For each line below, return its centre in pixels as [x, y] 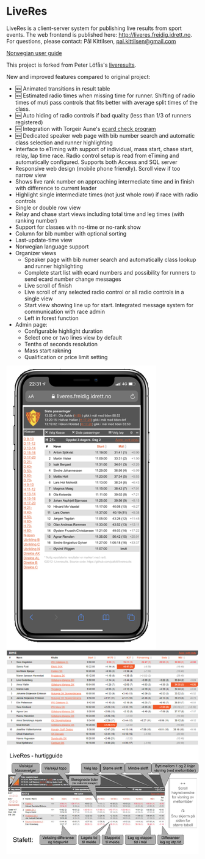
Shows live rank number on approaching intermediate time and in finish [105, 181]
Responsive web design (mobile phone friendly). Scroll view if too [98, 168]
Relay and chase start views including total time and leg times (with [100, 214]
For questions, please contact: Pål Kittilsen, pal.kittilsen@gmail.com [91, 41]
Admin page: [31, 324]
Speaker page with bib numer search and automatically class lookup [110, 259]
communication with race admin [65, 311]
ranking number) [36, 220]
